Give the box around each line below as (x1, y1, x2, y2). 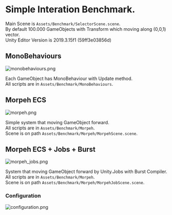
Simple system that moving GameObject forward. (5, 119, 109, 125)
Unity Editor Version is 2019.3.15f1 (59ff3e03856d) (5, 37, 112, 43)
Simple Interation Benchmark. (5, 4, 136, 15)
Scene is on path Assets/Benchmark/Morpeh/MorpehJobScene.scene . (5, 180, 145, 186)
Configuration (5, 192, 41, 200)
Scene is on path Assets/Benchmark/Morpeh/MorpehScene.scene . (5, 130, 138, 136)
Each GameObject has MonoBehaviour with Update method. (5, 75, 133, 82)
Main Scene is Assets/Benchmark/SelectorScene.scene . (5, 21, 121, 27)
